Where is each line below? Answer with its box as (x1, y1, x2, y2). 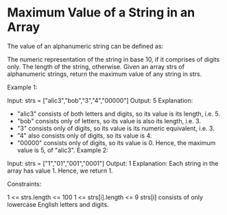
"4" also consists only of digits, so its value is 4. (16, 131, 152, 140)
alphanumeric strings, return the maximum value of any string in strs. (7, 70, 202, 78)
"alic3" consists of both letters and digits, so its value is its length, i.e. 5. (16, 110, 221, 118)
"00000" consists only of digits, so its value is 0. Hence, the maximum (16, 138, 216, 147)
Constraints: (7, 179, 42, 188)
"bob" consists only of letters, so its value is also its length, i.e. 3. (16, 116, 201, 125)
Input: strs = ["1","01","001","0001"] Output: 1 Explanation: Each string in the (7, 159, 219, 167)
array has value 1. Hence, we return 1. (7, 166, 113, 175)
